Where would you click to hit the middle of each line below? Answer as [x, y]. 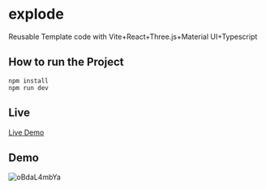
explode [36, 14]
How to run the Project [66, 62]
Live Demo [26, 132]
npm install [28, 81]
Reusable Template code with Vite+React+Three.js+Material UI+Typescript [133, 37]
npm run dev [28, 88]
